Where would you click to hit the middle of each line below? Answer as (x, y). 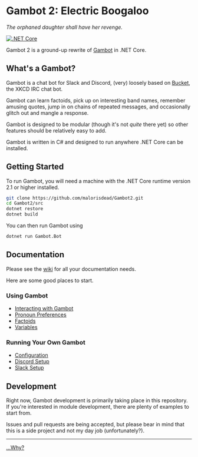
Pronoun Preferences (40, 315)
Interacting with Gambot (44, 309)
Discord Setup (32, 362)
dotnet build (22, 214)
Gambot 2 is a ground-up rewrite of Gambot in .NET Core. (76, 50)
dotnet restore (25, 209)
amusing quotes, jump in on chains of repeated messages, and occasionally (98, 107)
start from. (19, 413)
